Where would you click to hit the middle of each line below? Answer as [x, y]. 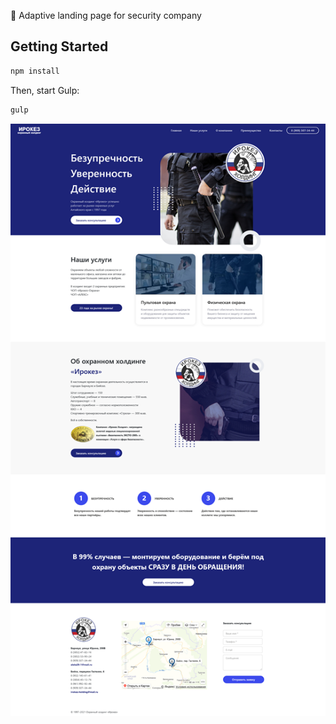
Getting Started [59, 46]
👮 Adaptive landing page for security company [106, 15]
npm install [35, 71]
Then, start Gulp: [45, 90]
